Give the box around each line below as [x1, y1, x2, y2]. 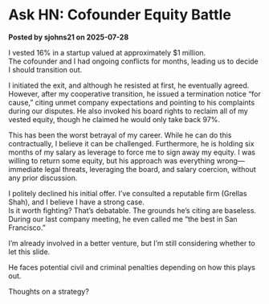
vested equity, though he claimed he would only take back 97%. [8, 114, 221, 124]
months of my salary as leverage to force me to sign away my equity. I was [8, 147, 255, 157]
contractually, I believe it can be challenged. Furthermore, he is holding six [8, 138, 255, 148]
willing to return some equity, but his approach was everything [8, 155, 215, 166]
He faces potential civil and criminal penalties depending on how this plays [8, 262, 255, 272]
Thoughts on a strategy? [8, 286, 90, 296]
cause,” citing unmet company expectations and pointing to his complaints [8, 97, 255, 107]
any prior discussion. [8, 173, 78, 183]
